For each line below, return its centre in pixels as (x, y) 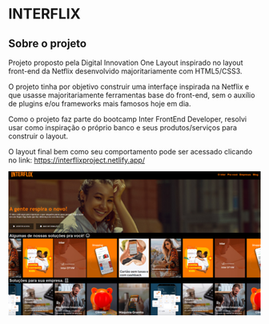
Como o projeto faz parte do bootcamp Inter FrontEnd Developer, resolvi (127, 119)
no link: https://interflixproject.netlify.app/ (77, 160)
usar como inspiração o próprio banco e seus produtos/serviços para (123, 128)
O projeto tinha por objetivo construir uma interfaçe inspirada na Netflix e (129, 86)
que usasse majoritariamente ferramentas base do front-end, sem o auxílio (132, 95)
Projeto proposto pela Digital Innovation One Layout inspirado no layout (126, 62)
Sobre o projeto (47, 44)
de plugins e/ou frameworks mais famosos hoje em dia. (100, 104)
